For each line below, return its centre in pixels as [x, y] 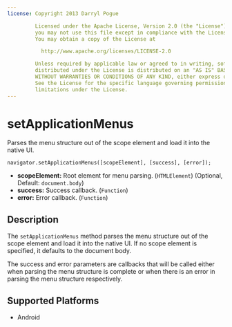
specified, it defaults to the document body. [69, 251]
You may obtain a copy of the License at [95, 39]
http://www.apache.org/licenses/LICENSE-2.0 [106, 52]
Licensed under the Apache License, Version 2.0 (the [114, 26]
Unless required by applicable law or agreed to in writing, [125, 64]
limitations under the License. [81, 90]
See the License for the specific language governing [114, 83]
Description [33, 219]
